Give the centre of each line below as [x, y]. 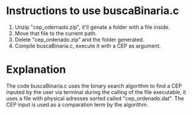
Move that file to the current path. [56, 33]
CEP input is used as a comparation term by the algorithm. [77, 105]
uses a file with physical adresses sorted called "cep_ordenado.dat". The [95, 98]
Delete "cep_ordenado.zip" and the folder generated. [79, 39]
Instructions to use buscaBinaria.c [93, 11]
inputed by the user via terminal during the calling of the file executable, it [96, 92]
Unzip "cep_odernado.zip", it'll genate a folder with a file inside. [92, 27]
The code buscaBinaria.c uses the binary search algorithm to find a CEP [94, 86]
